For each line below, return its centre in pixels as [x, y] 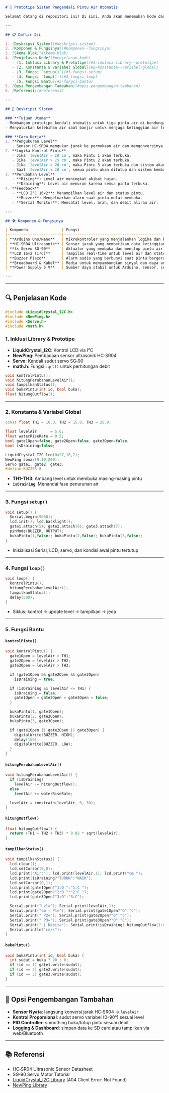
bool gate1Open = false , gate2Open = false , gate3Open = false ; [67, 441]
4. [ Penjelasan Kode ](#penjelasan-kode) [48, 58]
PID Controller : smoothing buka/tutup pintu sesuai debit [71, 1022]
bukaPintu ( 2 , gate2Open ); [37, 716]
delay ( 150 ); [27, 739]
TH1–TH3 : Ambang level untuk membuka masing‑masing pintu [77, 478]
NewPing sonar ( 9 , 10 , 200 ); [32, 460]
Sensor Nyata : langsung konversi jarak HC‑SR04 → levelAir [76, 1012]
